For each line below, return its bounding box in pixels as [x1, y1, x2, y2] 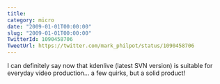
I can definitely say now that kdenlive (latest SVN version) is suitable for [7, 62, 213, 69]
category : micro [7, 17, 54, 24]
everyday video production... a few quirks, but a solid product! [7, 69, 186, 77]
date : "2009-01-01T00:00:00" [7, 23, 92, 30]
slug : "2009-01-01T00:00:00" [7, 29, 92, 37]
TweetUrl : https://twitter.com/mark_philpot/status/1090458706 [7, 42, 195, 49]
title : [7, 10, 26, 17]
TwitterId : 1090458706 [7, 36, 73, 43]
